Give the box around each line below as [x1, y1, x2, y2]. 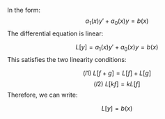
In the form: [7, 6, 40, 14]
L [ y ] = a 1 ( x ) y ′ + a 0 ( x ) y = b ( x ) [75, 42, 159, 53]
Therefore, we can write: [7, 90, 78, 99]
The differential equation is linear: [7, 29, 104, 38]
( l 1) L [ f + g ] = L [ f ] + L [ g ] [82, 69, 152, 77]
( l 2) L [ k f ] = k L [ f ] [93, 79, 141, 88]
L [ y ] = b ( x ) [101, 104, 133, 112]
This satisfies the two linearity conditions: [7, 55, 127, 63]
